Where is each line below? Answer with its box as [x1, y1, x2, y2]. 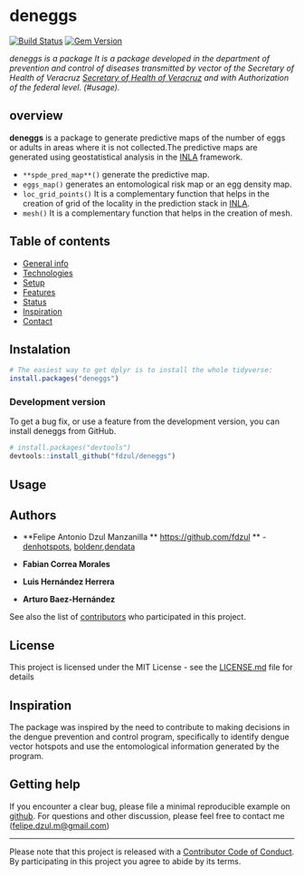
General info [22, 257, 70, 268]
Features [22, 286, 56, 297]
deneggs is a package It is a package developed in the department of [9, 53, 271, 63]
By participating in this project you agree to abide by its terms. [9, 855, 242, 866]
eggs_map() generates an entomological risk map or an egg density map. [22, 178, 292, 189]
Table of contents [9, 234, 110, 249]
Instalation [9, 342, 71, 357]
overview [9, 108, 63, 123]
